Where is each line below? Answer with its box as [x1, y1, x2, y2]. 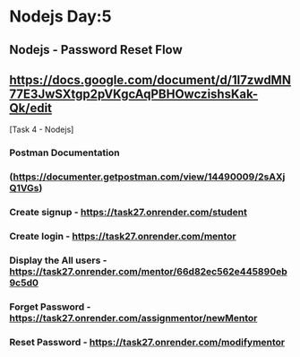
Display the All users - [9, 254, 107, 266]
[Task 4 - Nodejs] [9, 124, 74, 135]
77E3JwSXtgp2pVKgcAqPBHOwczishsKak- [9, 86, 259, 101]
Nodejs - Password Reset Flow [9, 42, 184, 57]
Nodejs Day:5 [9, 6, 112, 27]
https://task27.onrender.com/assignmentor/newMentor [9, 311, 258, 324]
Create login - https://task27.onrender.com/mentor [9, 231, 237, 243]
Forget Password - [9, 300, 91, 313]
